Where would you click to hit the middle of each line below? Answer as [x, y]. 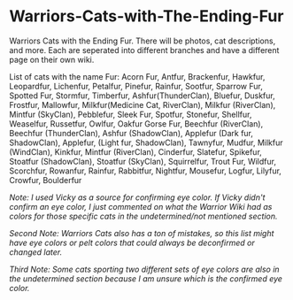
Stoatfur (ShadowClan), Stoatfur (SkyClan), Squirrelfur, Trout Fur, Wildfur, [143, 161]
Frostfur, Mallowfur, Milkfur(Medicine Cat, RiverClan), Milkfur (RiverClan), [143, 104]
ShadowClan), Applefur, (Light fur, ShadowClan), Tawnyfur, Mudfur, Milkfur [146, 142]
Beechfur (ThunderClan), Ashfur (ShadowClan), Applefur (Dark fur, [131, 133]
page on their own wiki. [52, 59]
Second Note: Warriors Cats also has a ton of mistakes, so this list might [142, 233]
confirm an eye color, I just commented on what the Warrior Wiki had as [141, 206]
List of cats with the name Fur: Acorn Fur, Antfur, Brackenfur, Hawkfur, [137, 76]
